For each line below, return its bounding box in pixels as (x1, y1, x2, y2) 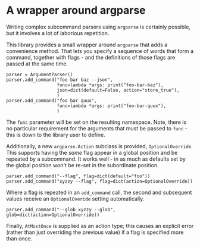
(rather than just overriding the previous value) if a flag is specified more (6, 229, 184, 236)
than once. (6, 235, 33, 242)
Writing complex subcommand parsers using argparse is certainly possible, (6, 23, 190, 30)
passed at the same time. (6, 60, 68, 67)
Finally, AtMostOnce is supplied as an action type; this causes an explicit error (6, 222, 194, 229)
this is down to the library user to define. (6, 131, 105, 138)
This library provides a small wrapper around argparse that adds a (6, 41, 168, 48)
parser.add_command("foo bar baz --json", (6, 77, 113, 83)
